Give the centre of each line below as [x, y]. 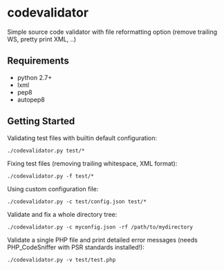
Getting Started [41, 121]
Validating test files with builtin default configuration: [82, 138]
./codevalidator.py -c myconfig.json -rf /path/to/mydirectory [100, 227]
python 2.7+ [35, 77]
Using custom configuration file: [53, 189]
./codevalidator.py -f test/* [51, 176]
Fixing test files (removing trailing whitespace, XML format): [92, 163]
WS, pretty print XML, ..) [42, 39]
